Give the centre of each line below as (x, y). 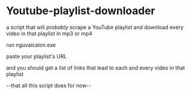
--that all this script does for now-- (49, 85)
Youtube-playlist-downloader (81, 11)
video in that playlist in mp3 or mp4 (49, 33)
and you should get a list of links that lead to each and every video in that (95, 68)
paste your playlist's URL (36, 56)
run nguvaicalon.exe (31, 45)
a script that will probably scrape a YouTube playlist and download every (95, 27)
